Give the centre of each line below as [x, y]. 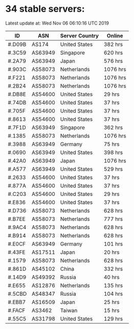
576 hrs [113, 61]
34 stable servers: [45, 9]
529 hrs [113, 169]
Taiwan [69, 310]
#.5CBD [17, 294]
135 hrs [113, 286]
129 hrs [113, 319]
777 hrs [113, 219]
